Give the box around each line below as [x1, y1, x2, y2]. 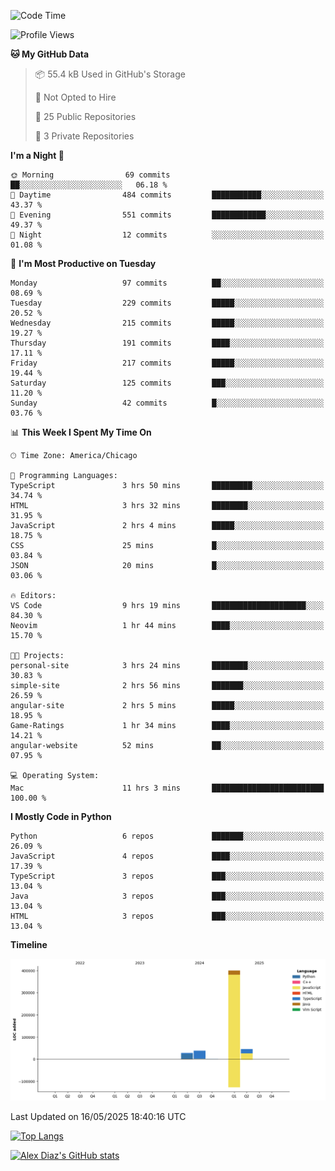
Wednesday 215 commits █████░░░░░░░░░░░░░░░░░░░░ [10, 318, 325, 328]
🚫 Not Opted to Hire [34, 91, 117, 103]
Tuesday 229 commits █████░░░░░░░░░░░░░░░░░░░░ [10, 298, 325, 308]
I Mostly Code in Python [10, 811, 112, 822]
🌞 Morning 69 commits [10, 170, 171, 180]
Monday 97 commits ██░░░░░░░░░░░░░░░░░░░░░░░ [10, 278, 325, 288]
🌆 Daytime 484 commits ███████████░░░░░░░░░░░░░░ [10, 190, 325, 200]
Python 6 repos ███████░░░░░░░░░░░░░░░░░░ [10, 831, 325, 841]
